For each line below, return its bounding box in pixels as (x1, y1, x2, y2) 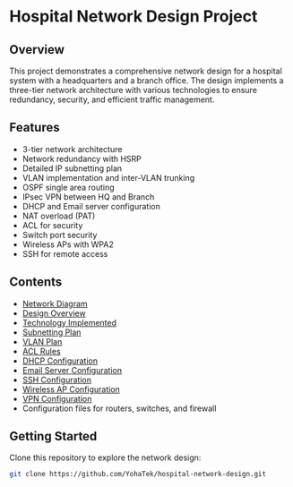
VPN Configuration (22, 393, 92, 404)
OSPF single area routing (22, 182, 115, 192)
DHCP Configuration (22, 355, 99, 366)
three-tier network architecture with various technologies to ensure (9, 85, 258, 95)
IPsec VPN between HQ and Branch (22, 191, 155, 202)
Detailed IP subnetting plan (22, 163, 123, 174)
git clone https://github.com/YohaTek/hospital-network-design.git (9, 470, 267, 479)
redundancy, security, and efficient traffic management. (9, 94, 215, 105)
